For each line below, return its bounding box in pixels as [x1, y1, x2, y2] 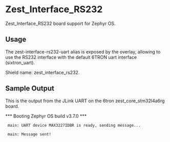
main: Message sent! [7, 131, 52, 137]
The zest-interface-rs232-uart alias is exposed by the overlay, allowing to [5, 48, 161, 54]
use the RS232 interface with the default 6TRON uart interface [5, 54, 137, 60]
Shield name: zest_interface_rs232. [5, 69, 80, 75]
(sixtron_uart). [5, 60, 35, 66]
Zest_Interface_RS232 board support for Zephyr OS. [5, 20, 116, 26]
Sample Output [5, 84, 55, 93]
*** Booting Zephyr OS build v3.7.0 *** [5, 113, 87, 119]
